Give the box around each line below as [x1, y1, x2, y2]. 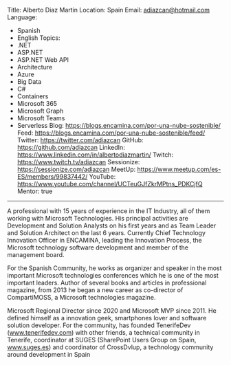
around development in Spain [7, 351, 91, 358]
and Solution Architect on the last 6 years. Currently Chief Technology [7, 229, 206, 236]
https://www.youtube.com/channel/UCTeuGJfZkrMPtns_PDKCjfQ [16, 180, 203, 188]
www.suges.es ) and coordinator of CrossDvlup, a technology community [7, 343, 214, 351]
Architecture [16, 63, 53, 71]
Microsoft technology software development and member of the [7, 243, 189, 252]
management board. [7, 251, 65, 258]
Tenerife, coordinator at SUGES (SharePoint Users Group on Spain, [7, 336, 197, 344]
